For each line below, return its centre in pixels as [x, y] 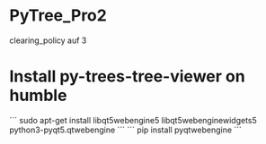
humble [38, 96]
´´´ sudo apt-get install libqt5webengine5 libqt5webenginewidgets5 [133, 120]
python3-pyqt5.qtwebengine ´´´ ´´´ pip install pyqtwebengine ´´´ [126, 130]
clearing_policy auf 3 [48, 40]
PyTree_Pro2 [58, 16]
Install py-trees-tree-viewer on [127, 76]
